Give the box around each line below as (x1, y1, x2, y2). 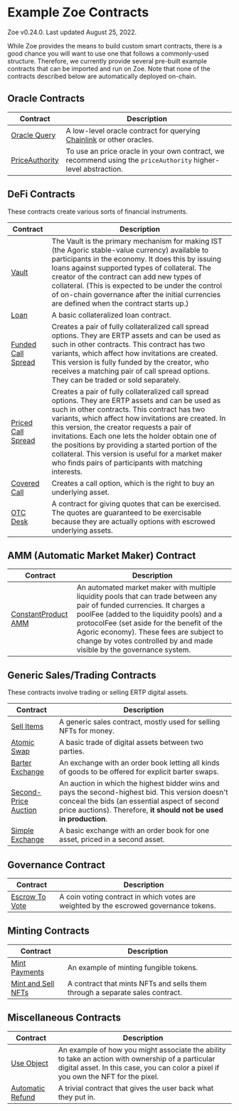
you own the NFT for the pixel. (58, 1071, 159, 1081)
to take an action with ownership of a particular (58, 1053, 216, 1063)
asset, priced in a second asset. (59, 835, 165, 845)
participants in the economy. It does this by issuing (51, 254, 222, 264)
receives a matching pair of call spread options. (51, 366, 211, 376)
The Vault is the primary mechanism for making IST (51, 236, 223, 246)
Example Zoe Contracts (7, 4, 149, 21)
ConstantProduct (11, 610, 68, 620)
